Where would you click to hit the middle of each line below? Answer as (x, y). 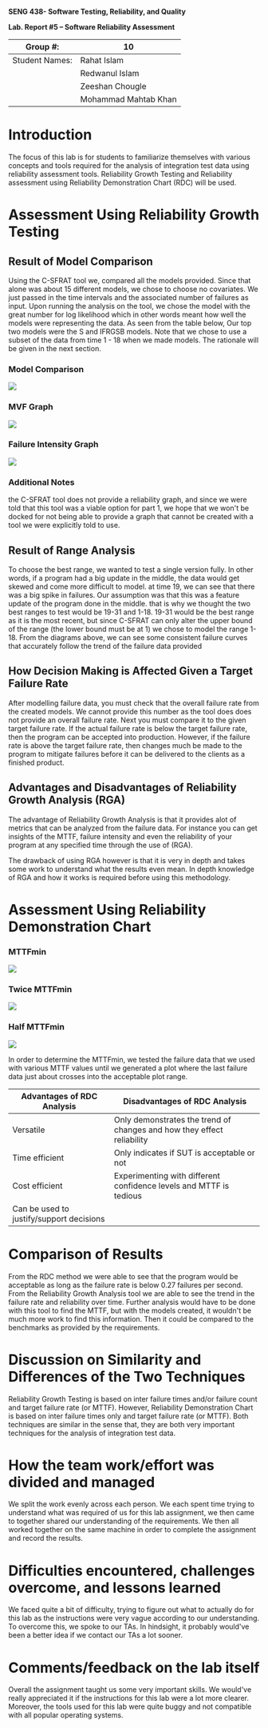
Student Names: (43, 60)
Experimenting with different (167, 1175)
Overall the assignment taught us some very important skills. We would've (130, 1690)
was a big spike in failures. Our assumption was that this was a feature (124, 594)
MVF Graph (31, 407)
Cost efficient (37, 1186)
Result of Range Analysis (72, 550)
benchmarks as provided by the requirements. (84, 1327)
